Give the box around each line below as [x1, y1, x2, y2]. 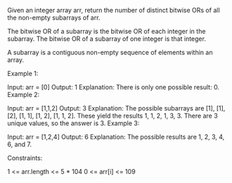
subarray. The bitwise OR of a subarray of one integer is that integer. [7, 34, 206, 43]
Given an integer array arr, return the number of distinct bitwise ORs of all [7, 6, 220, 14]
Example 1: [7, 70, 39, 77]
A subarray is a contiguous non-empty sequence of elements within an [7, 49, 213, 56]
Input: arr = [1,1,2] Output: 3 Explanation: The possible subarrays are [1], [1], [7, 104, 226, 112]
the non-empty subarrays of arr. [7, 13, 101, 22]
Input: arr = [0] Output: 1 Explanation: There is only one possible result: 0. [7, 83, 220, 91]
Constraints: [7, 154, 43, 162]
